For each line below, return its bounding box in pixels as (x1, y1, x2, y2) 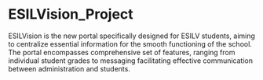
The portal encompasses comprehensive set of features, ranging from (8, 47, 236, 57)
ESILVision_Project (8, 5, 133, 23)
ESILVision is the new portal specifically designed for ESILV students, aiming (8, 31, 255, 40)
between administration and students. (8, 64, 131, 73)
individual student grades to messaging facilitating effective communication (8, 56, 254, 65)
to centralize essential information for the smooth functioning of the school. (8, 39, 253, 48)
